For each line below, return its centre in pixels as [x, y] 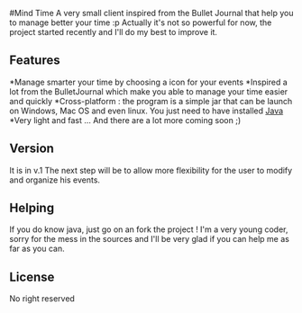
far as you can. [37, 249]
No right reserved [42, 299]
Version [32, 149]
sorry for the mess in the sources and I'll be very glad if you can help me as [150, 239]
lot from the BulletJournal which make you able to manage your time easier [149, 91]
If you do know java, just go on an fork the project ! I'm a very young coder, [149, 229]
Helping [32, 208]
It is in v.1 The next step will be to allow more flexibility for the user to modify [151, 170]
